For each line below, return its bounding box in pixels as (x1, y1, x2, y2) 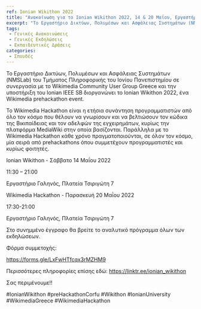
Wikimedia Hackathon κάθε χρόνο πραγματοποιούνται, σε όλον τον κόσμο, (6, 132, 193, 140)
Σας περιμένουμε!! (6, 279, 53, 286)
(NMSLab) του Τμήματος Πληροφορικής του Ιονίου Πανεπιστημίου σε (6, 76, 179, 83)
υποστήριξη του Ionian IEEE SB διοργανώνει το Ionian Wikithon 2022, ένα (6, 89, 189, 96)
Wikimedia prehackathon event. (6, 95, 84, 102)
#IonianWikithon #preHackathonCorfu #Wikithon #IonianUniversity (6, 290, 171, 298)
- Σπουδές (8, 53, 33, 59)
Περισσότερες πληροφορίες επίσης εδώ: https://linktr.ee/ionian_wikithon (6, 267, 187, 274)
